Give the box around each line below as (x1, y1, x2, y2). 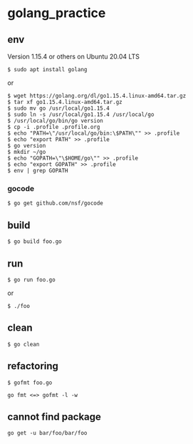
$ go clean (7, 341, 40, 348)
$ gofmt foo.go (7, 379, 53, 386)
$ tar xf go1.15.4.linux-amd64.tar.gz (7, 98, 122, 105)
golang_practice (7, 5, 106, 21)
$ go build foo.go (7, 238, 62, 245)
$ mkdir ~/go (7, 148, 46, 155)
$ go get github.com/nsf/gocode (7, 200, 103, 207)
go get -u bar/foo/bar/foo (7, 430, 88, 437)
